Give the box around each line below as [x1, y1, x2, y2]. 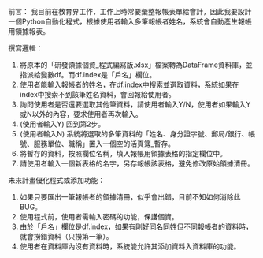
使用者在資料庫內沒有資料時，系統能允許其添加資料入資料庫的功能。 [19, 241, 241, 251]
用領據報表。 [8, 27, 50, 36]
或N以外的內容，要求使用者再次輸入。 [19, 110, 143, 118]
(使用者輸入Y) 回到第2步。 [19, 119, 105, 129]
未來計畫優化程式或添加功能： [8, 176, 105, 185]
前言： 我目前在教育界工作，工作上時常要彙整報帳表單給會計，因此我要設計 [8, 7, 252, 16]
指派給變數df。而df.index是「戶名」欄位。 [19, 70, 157, 79]
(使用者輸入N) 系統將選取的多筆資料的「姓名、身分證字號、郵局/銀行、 [19, 129, 249, 138]
